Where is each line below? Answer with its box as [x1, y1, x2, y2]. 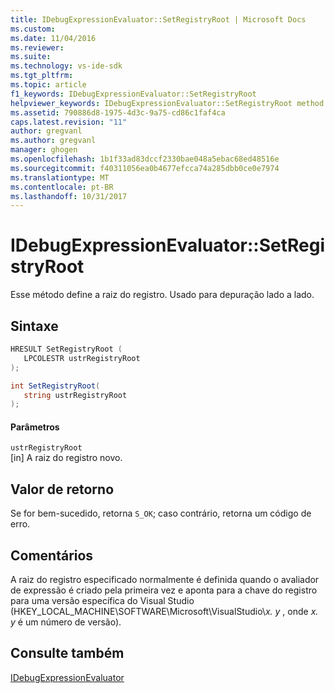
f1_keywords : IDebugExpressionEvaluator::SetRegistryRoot [10, 89, 257, 99]
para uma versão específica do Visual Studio [10, 595, 195, 607]
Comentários [10, 547, 94, 564]
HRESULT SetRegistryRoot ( [10, 344, 123, 354]
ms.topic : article [10, 80, 87, 90]
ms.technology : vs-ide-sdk [10, 61, 123, 71]
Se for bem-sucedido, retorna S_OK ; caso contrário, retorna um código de [10, 507, 312, 520]
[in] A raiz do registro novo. [10, 452, 123, 464]
